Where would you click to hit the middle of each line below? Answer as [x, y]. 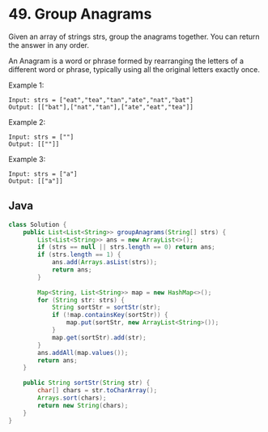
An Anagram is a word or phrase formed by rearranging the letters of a [126, 61]
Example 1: [26, 85]
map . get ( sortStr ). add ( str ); [99, 337]
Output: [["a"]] [36, 181]
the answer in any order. [49, 45]
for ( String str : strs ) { [81, 300]
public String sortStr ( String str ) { [87, 383]
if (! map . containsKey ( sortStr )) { [110, 315]
